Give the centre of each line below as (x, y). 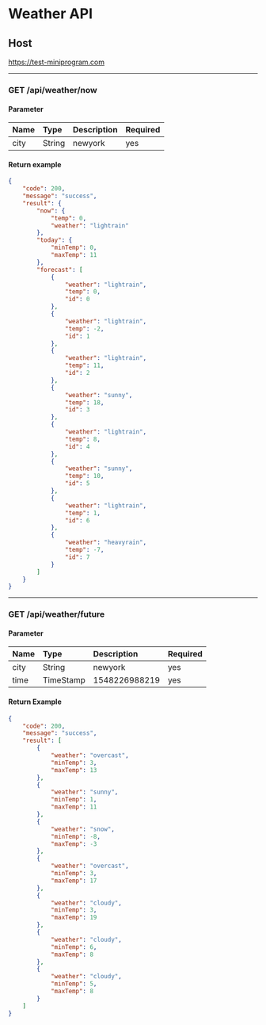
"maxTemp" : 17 (74, 881)
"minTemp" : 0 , (74, 248)
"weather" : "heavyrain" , (106, 543)
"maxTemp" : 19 (74, 918)
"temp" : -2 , (84, 329)
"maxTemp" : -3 (74, 844)
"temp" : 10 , (84, 476)
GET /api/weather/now (53, 90)
